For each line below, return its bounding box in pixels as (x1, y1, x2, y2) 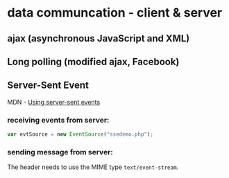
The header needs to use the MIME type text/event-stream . (7, 163, 179, 171)
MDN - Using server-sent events (7, 98, 101, 106)
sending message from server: (7, 147, 113, 157)
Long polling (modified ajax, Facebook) (7, 55, 180, 67)
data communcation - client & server (7, 5, 223, 21)
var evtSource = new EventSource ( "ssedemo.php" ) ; (7, 131, 154, 138)
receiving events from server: (7, 115, 110, 125)
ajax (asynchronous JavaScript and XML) (7, 33, 190, 44)
